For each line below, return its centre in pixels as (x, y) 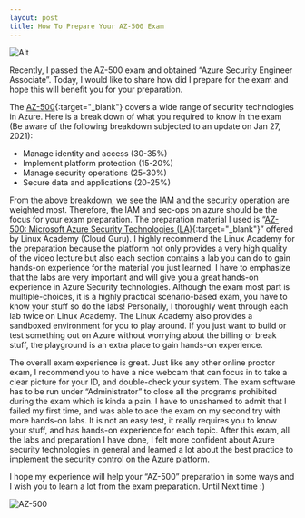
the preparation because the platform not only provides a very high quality (148, 248)
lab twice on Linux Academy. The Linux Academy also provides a (131, 315)
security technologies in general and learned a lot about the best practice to (151, 449)
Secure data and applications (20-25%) (96, 182)
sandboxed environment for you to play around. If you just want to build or (148, 325)
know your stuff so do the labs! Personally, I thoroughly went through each (149, 306)
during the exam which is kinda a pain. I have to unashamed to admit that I (148, 401)
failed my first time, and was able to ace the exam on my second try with (145, 411)
